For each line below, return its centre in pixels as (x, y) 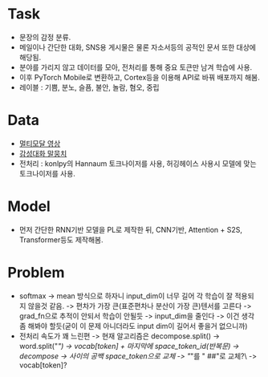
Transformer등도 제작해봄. (61, 239)
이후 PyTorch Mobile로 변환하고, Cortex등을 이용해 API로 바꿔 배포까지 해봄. (139, 77)
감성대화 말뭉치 (43, 153)
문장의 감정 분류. (45, 37)
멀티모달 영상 (40, 143)
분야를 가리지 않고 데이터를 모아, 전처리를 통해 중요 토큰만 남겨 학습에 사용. (136, 67)
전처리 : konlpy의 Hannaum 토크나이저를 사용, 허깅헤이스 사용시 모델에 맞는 (138, 163)
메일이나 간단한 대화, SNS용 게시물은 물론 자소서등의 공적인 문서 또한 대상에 (137, 47)
